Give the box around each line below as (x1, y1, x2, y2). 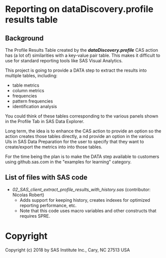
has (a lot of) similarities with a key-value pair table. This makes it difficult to (5, 52, 161, 58)
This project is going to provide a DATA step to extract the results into (5, 67, 147, 73)
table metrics (12, 82, 40, 88)
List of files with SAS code (5, 173, 88, 182)
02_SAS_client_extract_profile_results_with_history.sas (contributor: (12, 186, 151, 192)
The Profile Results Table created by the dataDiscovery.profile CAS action (5, 47, 159, 53)
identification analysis (12, 104, 57, 109)
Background (5, 34, 44, 42)
